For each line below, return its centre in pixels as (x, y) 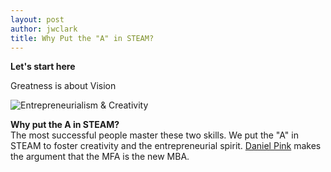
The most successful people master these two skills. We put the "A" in (154, 135)
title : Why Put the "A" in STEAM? (82, 38)
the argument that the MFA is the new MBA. (100, 157)
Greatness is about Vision (63, 86)
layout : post (37, 19)
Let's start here (43, 67)
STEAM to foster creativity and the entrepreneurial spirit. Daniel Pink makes (166, 146)
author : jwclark (44, 29)
